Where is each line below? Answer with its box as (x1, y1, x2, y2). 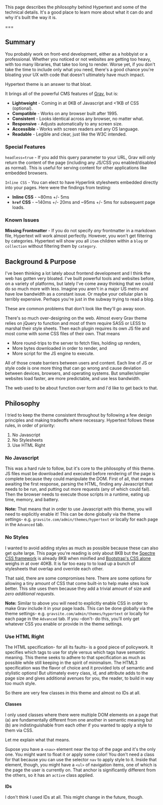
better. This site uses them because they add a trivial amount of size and (5, 585, 151, 591)
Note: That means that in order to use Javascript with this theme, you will (5, 506, 152, 512)
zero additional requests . (5, 590, 55, 597)
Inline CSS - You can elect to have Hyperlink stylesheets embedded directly (5, 180, 158, 185)
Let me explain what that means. (5, 737, 71, 743)
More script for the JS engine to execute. (12, 351, 95, 357)
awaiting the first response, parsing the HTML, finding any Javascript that (5, 481, 153, 487)
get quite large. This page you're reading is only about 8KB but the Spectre (5, 550, 156, 556)
